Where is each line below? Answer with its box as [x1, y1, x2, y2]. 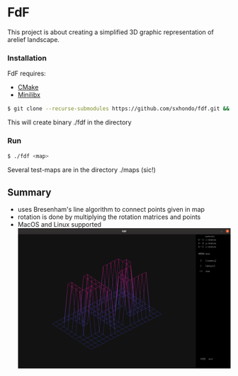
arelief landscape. [7, 35, 60, 43]
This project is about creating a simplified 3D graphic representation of [7, 28, 214, 36]
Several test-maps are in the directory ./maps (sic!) [7, 166, 156, 174]
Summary [7, 186, 52, 198]
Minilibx [17, 90, 41, 100]
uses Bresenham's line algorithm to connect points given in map [17, 205, 205, 214]
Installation [7, 53, 47, 63]
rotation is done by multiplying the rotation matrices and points [17, 213, 201, 221]
